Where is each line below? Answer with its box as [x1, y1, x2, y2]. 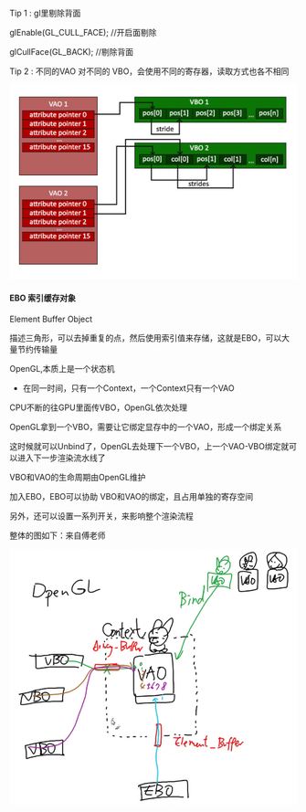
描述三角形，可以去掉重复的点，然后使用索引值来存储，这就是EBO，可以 [9, 332, 282, 343]
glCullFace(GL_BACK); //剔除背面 [9, 47, 134, 58]
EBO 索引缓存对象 [9, 292, 76, 303]
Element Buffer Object [9, 313, 93, 324]
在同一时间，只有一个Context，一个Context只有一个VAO [22, 383, 235, 394]
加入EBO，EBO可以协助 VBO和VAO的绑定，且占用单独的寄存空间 [9, 491, 254, 501]
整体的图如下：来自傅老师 [9, 530, 106, 541]
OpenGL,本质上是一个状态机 [9, 364, 116, 374]
